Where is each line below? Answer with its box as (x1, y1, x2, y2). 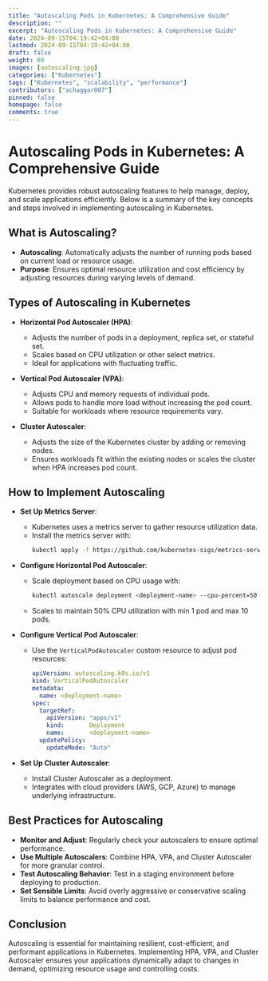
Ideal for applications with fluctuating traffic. (31, 358, 178, 367)
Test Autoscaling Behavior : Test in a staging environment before (19, 868, 235, 879)
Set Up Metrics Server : (19, 506, 97, 516)
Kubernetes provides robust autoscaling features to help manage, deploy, (8, 185, 250, 196)
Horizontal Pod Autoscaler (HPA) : (19, 317, 133, 327)
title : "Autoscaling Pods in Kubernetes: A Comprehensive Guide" (8, 11, 230, 20)
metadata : (31, 684, 65, 692)
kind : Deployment (46, 721, 125, 729)
